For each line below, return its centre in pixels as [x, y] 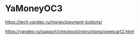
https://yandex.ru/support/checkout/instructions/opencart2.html [69, 31]
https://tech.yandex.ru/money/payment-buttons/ [54, 22]
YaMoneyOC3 [34, 9]
